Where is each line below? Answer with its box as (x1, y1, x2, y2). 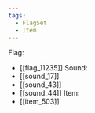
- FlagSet (15, 19, 47, 27)
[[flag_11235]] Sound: (19, 63, 88, 73)
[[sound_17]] (19, 72, 60, 81)
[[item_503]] (19, 96, 60, 107)
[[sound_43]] (19, 80, 62, 89)
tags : (8, 11, 26, 20)
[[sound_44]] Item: (19, 89, 80, 98)
